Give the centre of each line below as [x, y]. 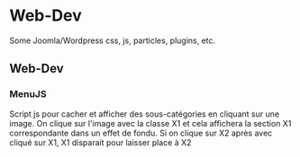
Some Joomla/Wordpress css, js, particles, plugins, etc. [113, 40]
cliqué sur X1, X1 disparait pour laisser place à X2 [100, 142]
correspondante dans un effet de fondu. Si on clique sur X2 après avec [141, 133]
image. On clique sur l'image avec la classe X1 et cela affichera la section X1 [150, 123]
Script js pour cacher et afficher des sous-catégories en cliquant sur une [145, 114]
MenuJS [28, 94]
